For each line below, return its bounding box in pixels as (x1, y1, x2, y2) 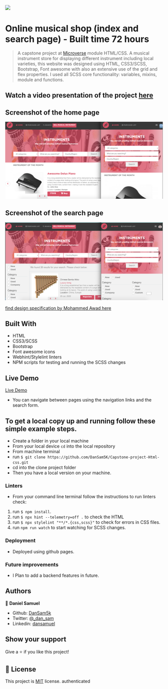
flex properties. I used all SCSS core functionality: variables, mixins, (17, 71, 157, 77)
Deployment (5, 537, 36, 544)
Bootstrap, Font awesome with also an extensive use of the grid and (17, 66, 157, 72)
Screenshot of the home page (5, 108, 100, 117)
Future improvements (5, 561, 59, 568)
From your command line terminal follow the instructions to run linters (12, 494, 156, 500)
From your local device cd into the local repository (12, 443, 115, 449)
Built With (5, 319, 36, 328)
